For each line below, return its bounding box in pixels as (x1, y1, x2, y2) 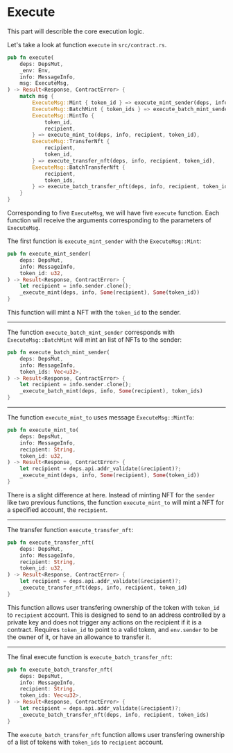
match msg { (19, 93, 54, 100)
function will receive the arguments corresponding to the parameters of (7, 216, 212, 224)
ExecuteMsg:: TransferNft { (32, 138, 110, 145)
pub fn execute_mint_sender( (7, 251, 92, 258)
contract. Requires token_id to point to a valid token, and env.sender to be (7, 625, 218, 634)
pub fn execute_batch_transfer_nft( (7, 666, 113, 673)
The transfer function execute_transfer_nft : (7, 525, 134, 533)
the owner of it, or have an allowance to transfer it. (7, 633, 151, 641)
